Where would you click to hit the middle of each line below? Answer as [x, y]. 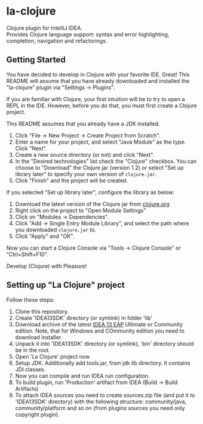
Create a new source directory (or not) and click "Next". [85, 154]
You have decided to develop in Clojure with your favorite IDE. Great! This [98, 75]
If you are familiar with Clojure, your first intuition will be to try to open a [96, 99]
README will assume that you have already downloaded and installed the [98, 81]
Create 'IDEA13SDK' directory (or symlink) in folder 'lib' [84, 318]
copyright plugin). [37, 414]
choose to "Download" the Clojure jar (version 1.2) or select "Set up [99, 167]
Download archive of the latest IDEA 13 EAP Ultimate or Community [99, 324]
